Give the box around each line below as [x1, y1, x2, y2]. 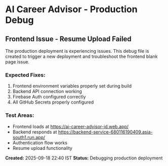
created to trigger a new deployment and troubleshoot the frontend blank [5, 53, 158, 59]
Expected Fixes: [5, 71, 46, 78]
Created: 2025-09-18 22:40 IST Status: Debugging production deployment [5, 155, 163, 161]
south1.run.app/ [12, 134, 46, 140]
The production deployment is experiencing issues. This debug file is [5, 48, 149, 54]
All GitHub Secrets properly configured [12, 99, 94, 105]
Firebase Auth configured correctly [12, 94, 86, 100]
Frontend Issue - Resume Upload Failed [5, 35, 132, 43]
